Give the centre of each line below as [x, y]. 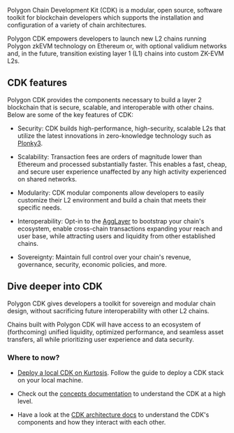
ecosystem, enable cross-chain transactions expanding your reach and [120, 228]
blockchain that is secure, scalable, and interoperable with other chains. [111, 107]
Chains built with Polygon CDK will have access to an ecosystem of [104, 324]
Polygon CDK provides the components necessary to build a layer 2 [105, 99]
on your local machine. [50, 380]
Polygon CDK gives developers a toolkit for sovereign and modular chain [112, 303]
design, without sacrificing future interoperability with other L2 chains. [108, 310]
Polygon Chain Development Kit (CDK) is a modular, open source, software [115, 10]
